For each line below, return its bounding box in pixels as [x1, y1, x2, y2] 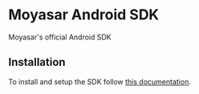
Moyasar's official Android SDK [8, 32, 112, 42]
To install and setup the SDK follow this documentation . [8, 76, 191, 86]
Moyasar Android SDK [8, 6, 160, 24]
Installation [8, 55, 66, 69]
